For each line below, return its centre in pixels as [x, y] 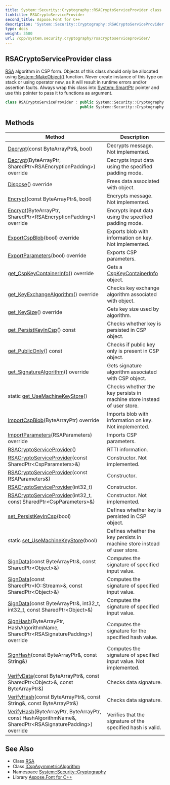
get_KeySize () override [35, 312]
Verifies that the [126, 715]
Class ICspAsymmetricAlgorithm [46, 767]
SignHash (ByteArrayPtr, [36, 621]
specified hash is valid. [134, 728]
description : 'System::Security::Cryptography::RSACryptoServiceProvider [85, 24]
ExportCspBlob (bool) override [44, 238]
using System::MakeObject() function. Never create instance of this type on [84, 76]
